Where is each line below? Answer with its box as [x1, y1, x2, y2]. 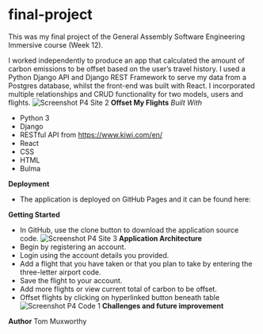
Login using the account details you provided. [19, 250, 170, 259]
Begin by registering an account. [19, 242, 127, 251]
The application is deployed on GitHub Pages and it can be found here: [19, 194, 251, 204]
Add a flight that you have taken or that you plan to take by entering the [19, 259, 253, 268]
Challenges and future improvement [101, 301, 224, 310]
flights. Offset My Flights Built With [8, 98, 203, 107]
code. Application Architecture [19, 233, 202, 243]
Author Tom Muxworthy [8, 316, 87, 326]
